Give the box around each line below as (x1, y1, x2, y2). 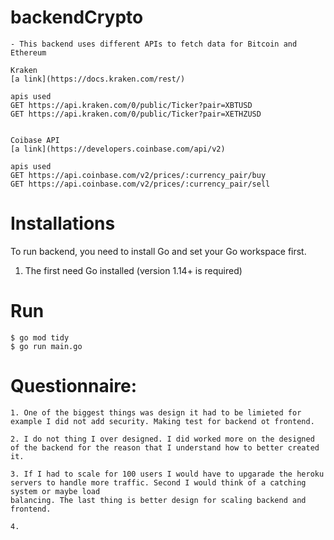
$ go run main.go (10, 341, 83, 351)
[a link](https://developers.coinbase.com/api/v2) (10, 144, 226, 154)
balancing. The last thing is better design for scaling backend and (10, 495, 307, 505)
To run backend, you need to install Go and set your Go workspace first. (10, 245, 307, 257)
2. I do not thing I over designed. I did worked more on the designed (10, 434, 315, 444)
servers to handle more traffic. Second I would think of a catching (10, 477, 307, 488)
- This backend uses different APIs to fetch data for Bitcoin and (10, 39, 298, 49)
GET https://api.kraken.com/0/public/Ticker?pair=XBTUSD (10, 100, 253, 110)
